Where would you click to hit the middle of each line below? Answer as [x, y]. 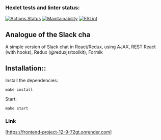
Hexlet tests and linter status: [43, 8]
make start [17, 108]
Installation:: [26, 68]
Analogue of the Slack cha [48, 34]
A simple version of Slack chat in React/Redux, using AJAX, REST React [81, 47]
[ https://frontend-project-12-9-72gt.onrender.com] [59, 132]
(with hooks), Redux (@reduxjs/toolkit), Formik [54, 52]
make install [19, 90]
